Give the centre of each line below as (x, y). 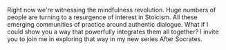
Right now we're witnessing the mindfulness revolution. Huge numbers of (112, 10)
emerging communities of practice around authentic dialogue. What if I (108, 24)
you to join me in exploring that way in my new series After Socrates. (105, 39)
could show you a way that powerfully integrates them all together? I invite (113, 32)
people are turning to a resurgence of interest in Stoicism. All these (103, 17)
